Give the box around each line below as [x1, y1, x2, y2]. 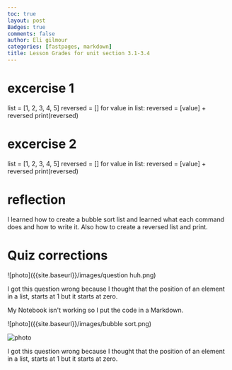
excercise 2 [7, 136, 77, 152]
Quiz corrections [7, 247, 108, 263]
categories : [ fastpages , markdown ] [7, 43, 112, 50]
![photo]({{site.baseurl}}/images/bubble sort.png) [7, 319, 152, 328]
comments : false [7, 30, 55, 37]
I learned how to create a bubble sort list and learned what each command [7, 215, 225, 224]
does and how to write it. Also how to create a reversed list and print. [7, 222, 208, 231]
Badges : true [7, 23, 46, 30]
